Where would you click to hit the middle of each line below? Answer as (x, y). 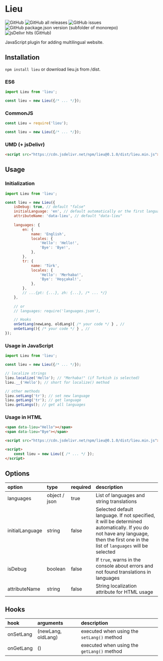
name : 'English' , (49, 234)
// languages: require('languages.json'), (57, 311)
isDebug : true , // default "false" (50, 207)
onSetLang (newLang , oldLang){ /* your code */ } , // (69, 324)
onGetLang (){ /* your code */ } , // (52, 329)
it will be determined (119, 521)
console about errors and (125, 566)
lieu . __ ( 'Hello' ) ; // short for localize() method (57, 382)
